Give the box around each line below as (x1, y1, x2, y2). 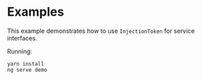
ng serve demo (7, 66, 48, 73)
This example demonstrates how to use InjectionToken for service (7, 27, 195, 35)
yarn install (7, 60, 45, 67)
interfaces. (7, 34, 38, 42)
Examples (7, 4, 64, 20)
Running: (7, 47, 33, 55)
